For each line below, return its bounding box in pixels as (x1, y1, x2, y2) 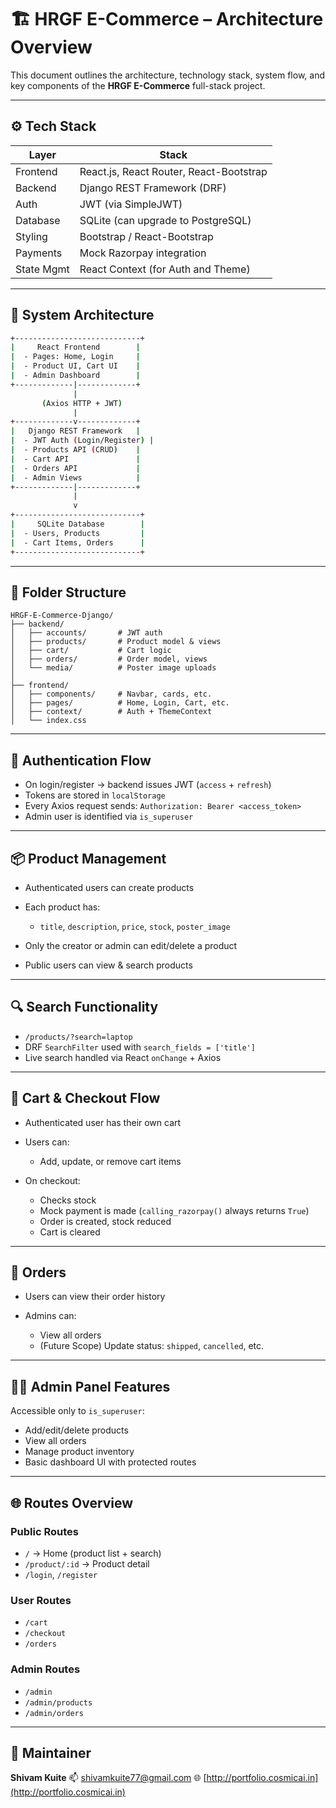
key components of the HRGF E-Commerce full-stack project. (10, 79, 266, 91)
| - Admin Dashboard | (10, 371, 141, 381)
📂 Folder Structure (10, 584, 127, 601)
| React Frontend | (10, 342, 141, 353)
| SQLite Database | (10, 519, 145, 530)
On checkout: (24, 1174, 81, 1186)
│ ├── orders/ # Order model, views (10, 654, 208, 665)
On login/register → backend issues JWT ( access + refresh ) (24, 779, 272, 791)
